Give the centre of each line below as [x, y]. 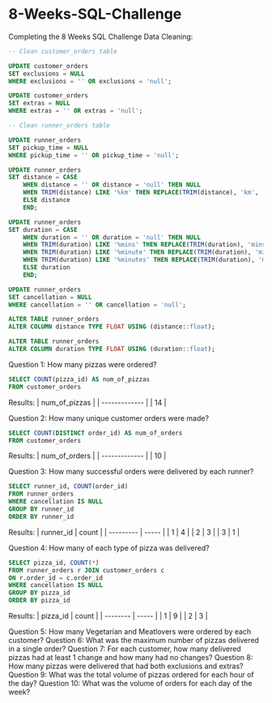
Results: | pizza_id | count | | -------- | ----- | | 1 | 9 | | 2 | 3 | [108, 616]
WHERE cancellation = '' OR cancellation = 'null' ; [97, 305]
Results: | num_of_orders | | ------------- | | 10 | [87, 456]
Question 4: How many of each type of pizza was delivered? [109, 547]
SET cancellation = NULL [50, 297]
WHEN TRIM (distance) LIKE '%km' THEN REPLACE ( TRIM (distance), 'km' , [141, 193]
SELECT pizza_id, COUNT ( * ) [54, 563]
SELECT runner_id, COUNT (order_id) [68, 487]
